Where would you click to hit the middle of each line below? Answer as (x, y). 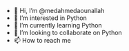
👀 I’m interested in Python (50, 18)
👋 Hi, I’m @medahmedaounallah (59, 11)
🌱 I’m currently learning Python (58, 25)
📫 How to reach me (42, 40)
